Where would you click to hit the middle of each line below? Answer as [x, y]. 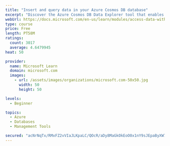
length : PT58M [20, 33]
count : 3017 [23, 43]
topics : [13, 112]
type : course [19, 24]
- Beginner [21, 103]
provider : [16, 61]
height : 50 [30, 89]
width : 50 [29, 85]
